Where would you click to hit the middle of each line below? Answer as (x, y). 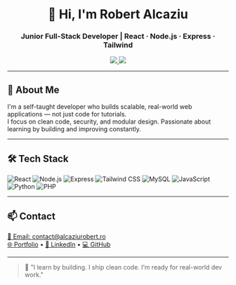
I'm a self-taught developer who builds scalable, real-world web (100, 107)
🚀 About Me (33, 90)
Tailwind (118, 45)
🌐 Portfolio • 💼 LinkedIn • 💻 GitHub (59, 244)
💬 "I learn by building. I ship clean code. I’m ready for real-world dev (123, 267)
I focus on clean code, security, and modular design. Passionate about (109, 121)
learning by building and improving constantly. (74, 129)
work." (34, 274)
